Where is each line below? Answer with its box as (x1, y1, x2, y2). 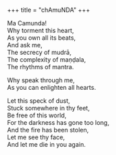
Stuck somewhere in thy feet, (7, 104, 91, 112)
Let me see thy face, (7, 133, 65, 141)
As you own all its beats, (7, 34, 76, 42)
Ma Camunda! (7, 19, 47, 27)
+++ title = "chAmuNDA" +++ (7, 6, 91, 14)
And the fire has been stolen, (7, 126, 89, 134)
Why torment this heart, (7, 27, 74, 34)
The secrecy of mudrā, (7, 48, 72, 56)
